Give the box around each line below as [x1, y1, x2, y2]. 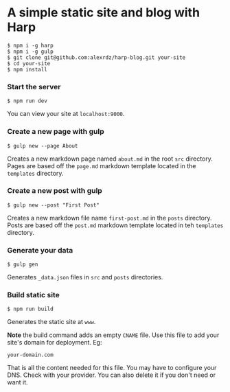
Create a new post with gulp [7, 186, 103, 196]
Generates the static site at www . [7, 318, 96, 326]
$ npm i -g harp [7, 42, 54, 49]
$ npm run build [7, 305, 54, 313]
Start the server [7, 82, 61, 91]
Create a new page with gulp [7, 127, 104, 137]
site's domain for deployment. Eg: [7, 338, 102, 347]
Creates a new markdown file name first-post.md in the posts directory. [7, 214, 212, 222]
